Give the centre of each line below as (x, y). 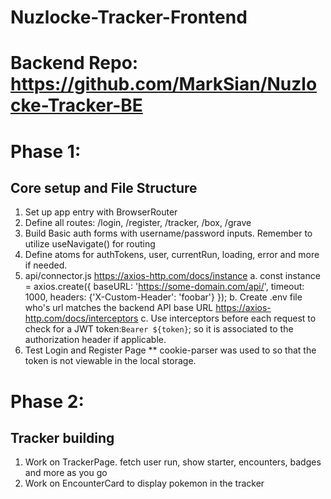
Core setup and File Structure (104, 187)
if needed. (46, 265)
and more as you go (66, 473)
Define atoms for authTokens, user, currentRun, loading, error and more (172, 255)
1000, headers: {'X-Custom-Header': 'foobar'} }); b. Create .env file (163, 297)
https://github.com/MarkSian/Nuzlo (164, 84)
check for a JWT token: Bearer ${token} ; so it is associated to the (159, 329)
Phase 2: (47, 401)
